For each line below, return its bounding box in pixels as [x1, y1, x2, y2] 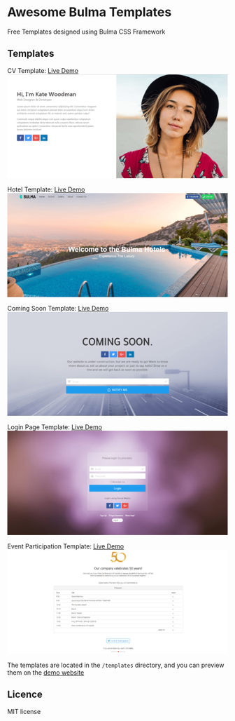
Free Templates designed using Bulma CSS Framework [7, 27, 166, 36]
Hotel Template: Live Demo [7, 185, 85, 194]
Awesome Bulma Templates [7, 4, 172, 20]
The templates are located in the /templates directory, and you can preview [7, 661, 225, 669]
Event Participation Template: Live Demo [7, 541, 124, 551]
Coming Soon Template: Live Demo [7, 304, 109, 313]
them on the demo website [7, 668, 85, 677]
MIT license [7, 707, 41, 715]
